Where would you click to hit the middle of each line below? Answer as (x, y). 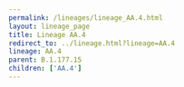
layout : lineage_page (49, 26)
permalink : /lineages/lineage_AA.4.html (86, 18)
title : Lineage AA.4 (48, 34)
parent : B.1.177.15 (45, 60)
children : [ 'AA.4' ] (45, 69)
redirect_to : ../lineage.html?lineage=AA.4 (92, 43)
